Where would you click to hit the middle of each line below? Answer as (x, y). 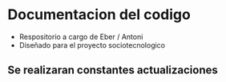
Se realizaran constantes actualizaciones (113, 70)
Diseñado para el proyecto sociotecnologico (92, 45)
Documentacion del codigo (99, 15)
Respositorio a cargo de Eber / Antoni (81, 37)
